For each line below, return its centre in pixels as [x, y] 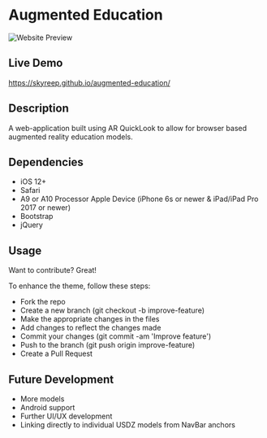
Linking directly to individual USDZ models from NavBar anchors [127, 425]
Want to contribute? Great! [53, 270]
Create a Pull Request [56, 354]
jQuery [31, 225]
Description [39, 109]
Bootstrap [37, 217]
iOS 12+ [33, 182]
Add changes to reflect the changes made [90, 328]
